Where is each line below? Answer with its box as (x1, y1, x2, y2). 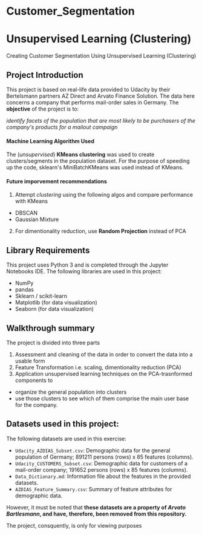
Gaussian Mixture (15, 216, 59, 223)
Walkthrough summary (6, 323, 95, 333)
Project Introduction (6, 70, 83, 80)
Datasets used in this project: (6, 419, 119, 429)
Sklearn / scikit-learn (15, 293, 68, 300)
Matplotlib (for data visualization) (15, 299, 98, 306)
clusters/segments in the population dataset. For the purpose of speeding (6, 157, 190, 165)
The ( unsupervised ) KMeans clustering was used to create (6, 151, 155, 158)
